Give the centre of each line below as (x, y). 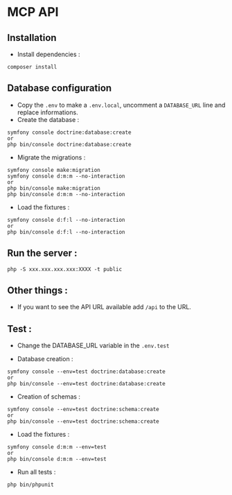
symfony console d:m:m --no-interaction (66, 176)
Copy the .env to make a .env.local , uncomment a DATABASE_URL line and (121, 105)
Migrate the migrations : (51, 157)
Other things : (37, 291)
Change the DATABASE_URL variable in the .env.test (93, 346)
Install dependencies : (49, 54)
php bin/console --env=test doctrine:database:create (87, 384)
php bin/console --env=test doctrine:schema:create (83, 422)
